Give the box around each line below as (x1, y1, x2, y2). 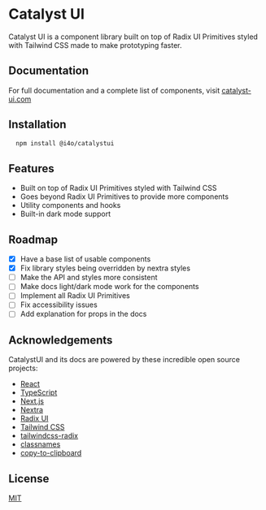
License (8, 472, 50, 486)
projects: (8, 363, 38, 374)
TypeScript (20, 387, 58, 398)
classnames (20, 439, 61, 449)
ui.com (8, 94, 32, 104)
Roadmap (8, 232, 59, 246)
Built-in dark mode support (20, 209, 111, 219)
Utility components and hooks (20, 201, 121, 210)
